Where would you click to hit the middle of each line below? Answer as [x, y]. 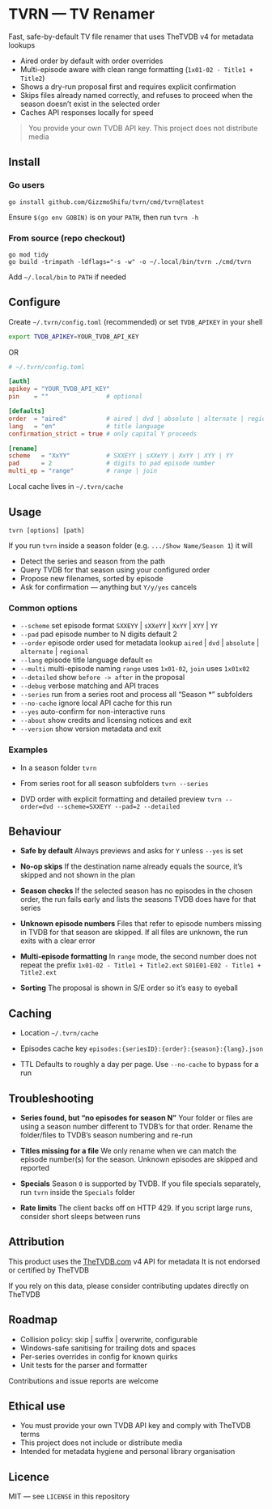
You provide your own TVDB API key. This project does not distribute [143, 128]
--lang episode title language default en [86, 660]
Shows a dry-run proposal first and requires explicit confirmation [128, 87]
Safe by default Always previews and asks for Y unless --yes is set [132, 851]
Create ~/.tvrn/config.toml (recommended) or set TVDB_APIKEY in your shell [136, 321]
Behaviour [35, 831]
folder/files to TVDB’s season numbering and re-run [106, 1135]
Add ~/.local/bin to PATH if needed [68, 277]
